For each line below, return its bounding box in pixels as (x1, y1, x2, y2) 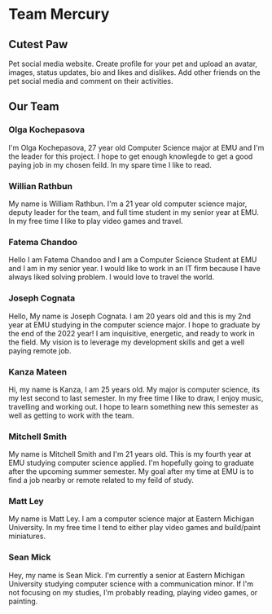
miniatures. (8, 531, 46, 542)
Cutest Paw (8, 37, 68, 51)
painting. (8, 596, 38, 606)
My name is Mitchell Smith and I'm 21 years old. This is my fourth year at (8, 450, 252, 459)
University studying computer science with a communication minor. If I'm (8, 579, 254, 589)
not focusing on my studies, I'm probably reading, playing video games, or (8, 587, 258, 597)
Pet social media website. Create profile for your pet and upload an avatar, (8, 59, 258, 68)
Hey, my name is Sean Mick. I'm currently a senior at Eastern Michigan (8, 570, 246, 580)
